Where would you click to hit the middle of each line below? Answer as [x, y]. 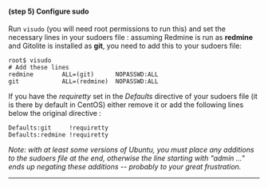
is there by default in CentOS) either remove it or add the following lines [126, 105]
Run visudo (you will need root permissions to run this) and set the [117, 29]
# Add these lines [39, 68]
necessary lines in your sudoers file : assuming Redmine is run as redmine [131, 38]
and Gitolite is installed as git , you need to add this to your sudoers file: [125, 46]
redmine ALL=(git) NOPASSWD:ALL [83, 75]
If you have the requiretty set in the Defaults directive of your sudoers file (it [133, 97]
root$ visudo [30, 61]
